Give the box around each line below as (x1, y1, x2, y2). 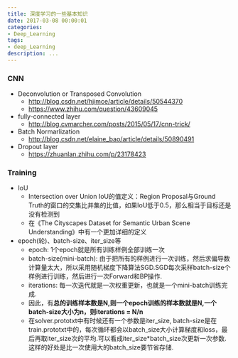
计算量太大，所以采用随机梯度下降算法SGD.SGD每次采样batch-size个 (28, 264, 231, 272)
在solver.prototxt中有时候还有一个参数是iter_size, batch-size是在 (28, 317, 217, 325)
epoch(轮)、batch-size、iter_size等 (17, 237, 121, 245)
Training (7, 168, 37, 178)
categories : (7, 23, 43, 31)
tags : (7, 37, 23, 44)
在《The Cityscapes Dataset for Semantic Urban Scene (28, 219, 190, 227)
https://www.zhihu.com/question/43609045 (28, 104, 158, 114)
